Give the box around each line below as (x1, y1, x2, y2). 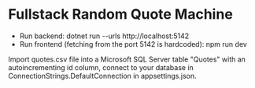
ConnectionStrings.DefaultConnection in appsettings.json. (8, 71, 197, 80)
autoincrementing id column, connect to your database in (8, 62, 194, 72)
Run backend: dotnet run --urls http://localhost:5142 (19, 31, 190, 40)
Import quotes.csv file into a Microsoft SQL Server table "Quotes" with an (8, 55, 246, 64)
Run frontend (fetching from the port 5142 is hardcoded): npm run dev (19, 39, 248, 48)
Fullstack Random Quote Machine (8, 5, 234, 23)
